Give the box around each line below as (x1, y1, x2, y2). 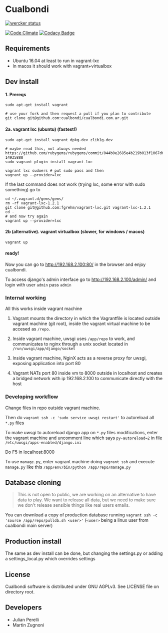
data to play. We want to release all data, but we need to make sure (17, 497, 156, 503)
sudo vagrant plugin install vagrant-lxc (5, 159, 93, 164)
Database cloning (5, 478, 61, 487)
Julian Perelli (12, 616, 39, 622)
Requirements (5, 44, 50, 53)
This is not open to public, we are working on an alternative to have (17, 492, 156, 498)
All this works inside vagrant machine (5, 305, 82, 311)
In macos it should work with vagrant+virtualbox (12, 63, 112, 69)
